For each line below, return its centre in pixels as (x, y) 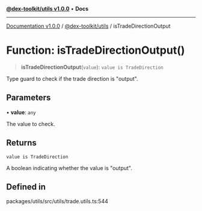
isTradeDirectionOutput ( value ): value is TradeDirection (92, 67)
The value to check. (31, 124)
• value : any (21, 112)
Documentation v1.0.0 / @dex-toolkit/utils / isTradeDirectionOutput (88, 26)
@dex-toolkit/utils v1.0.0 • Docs (47, 9)
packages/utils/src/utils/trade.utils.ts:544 (57, 201)
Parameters (29, 98)
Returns (22, 143)
